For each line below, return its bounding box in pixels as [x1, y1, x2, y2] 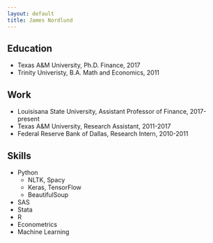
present [17, 115, 40, 123]
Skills [7, 149, 31, 161]
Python [17, 168, 38, 177]
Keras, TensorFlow [27, 183, 82, 191]
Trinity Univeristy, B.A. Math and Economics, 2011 [17, 68, 160, 77]
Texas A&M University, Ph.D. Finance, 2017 [17, 61, 141, 70]
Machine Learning [17, 228, 70, 236]
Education [7, 43, 53, 54]
